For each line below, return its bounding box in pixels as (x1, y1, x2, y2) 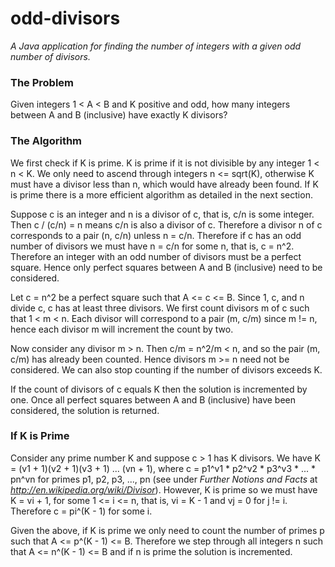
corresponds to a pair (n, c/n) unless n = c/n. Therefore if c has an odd (10, 229, 302, 241)
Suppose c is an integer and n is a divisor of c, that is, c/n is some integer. (10, 208, 315, 220)
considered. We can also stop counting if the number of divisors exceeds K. (10, 363, 323, 376)
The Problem (10, 75, 75, 89)
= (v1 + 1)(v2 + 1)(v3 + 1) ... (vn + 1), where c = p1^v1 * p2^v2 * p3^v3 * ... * (10, 462, 317, 474)
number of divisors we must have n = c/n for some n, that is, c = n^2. (10, 240, 295, 252)
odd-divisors (10, 7, 121, 30)
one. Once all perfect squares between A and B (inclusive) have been (10, 393, 297, 406)
